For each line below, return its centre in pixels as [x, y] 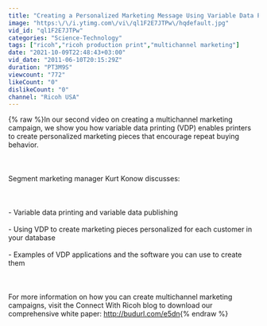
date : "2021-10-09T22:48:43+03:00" [67, 52]
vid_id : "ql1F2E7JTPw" [46, 30]
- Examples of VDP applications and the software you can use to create [125, 254]
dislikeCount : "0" [39, 89]
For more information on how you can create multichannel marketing [120, 297]
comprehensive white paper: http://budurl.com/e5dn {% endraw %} [118, 314]
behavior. [23, 145]
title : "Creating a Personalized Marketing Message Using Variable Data [131, 16]
